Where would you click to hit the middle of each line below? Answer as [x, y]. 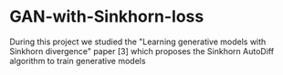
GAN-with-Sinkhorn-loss [107, 17]
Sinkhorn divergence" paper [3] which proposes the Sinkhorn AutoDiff [142, 51]
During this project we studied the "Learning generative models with [138, 42]
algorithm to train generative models [78, 61]
